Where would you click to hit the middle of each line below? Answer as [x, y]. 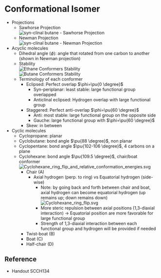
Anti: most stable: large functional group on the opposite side [95, 115]
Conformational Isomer [52, 9]
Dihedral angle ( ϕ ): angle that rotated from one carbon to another [84, 53]
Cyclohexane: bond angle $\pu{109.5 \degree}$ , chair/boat [78, 156]
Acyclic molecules [30, 48]
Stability [27, 64]
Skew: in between [44, 125]
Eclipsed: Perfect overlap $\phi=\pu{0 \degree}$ [75, 84]
